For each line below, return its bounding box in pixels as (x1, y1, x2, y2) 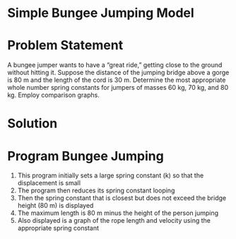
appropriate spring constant (17, 224, 99, 233)
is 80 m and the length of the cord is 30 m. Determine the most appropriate (7, 76, 226, 84)
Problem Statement (7, 37, 124, 54)
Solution (7, 115, 58, 132)
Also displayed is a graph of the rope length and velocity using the (17, 216, 211, 225)
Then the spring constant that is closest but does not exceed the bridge (17, 194, 227, 202)
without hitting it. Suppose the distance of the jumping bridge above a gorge (7, 69, 230, 77)
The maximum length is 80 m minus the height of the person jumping (17, 209, 219, 217)
